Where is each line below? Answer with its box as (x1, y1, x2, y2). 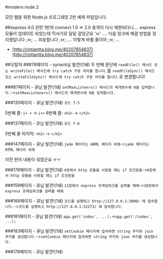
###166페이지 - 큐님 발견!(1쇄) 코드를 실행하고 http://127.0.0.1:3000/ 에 (5, 198, 146, 203)
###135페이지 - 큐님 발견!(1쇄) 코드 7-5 (5, 100, 80, 105)
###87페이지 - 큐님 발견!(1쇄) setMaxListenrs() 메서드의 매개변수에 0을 (5, 84, 140, 90)
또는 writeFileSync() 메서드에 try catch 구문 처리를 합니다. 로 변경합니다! (5, 74, 145, 79)
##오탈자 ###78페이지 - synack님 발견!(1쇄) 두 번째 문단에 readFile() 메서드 (5, 62, 152, 67)
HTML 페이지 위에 (5, 148, 35, 152)
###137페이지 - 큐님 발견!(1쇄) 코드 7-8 (5, 120, 80, 126)
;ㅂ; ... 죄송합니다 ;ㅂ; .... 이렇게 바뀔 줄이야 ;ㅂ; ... (26, 37, 120, 42)
